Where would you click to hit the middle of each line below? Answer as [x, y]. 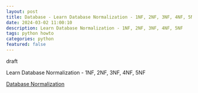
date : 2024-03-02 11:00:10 [39, 22]
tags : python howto [30, 34]
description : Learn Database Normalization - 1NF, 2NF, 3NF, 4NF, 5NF [95, 28]
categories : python [30, 39]
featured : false [26, 45]
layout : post [22, 11]
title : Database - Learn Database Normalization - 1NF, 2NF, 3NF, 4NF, [96, 17]
